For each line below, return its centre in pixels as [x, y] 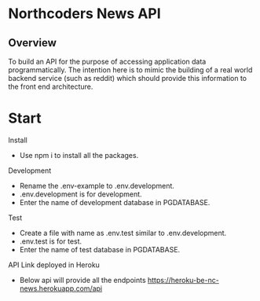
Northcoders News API [84, 14]
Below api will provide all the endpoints [83, 280]
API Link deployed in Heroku [54, 265]
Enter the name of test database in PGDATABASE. [100, 249]
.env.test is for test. [51, 241]
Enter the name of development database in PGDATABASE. [115, 202]
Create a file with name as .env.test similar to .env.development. [123, 233]
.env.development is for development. [81, 194]
